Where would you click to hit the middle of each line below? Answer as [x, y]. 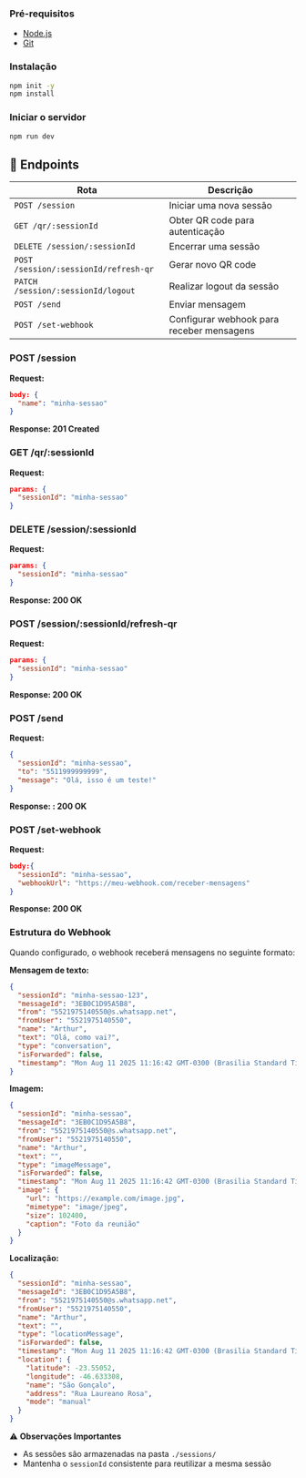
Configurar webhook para [224, 320]
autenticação [197, 232]
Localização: [34, 1259]
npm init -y [32, 86]
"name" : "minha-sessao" [62, 403]
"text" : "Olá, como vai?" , [69, 1038]
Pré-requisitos [42, 14]
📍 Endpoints [45, 164]
